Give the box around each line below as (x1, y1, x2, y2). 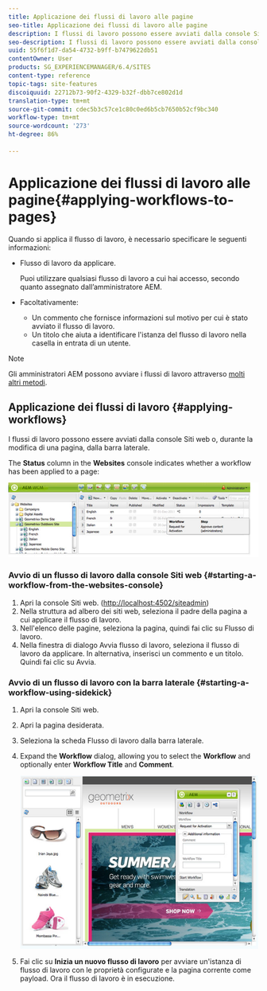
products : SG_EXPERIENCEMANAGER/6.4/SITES (8, 64, 151, 72)
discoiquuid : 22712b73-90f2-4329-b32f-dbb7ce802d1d (8, 88, 183, 96)
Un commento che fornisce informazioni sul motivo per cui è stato (31, 313, 249, 322)
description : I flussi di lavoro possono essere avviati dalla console (8, 29, 250, 37)
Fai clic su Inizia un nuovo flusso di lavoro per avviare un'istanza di (19, 956, 242, 966)
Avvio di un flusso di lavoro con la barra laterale (8, 677, 195, 688)
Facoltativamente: (19, 297, 79, 306)
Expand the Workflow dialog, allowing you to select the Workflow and (19, 751, 251, 761)
